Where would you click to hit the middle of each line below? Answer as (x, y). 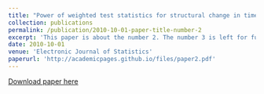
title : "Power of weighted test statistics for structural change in (125, 15)
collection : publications (50, 23)
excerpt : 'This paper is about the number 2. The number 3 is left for (128, 37)
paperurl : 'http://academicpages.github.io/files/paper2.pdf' (112, 60)
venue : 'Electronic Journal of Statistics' (81, 52)
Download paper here (43, 81)
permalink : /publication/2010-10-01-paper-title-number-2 (105, 30)
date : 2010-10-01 (37, 45)
